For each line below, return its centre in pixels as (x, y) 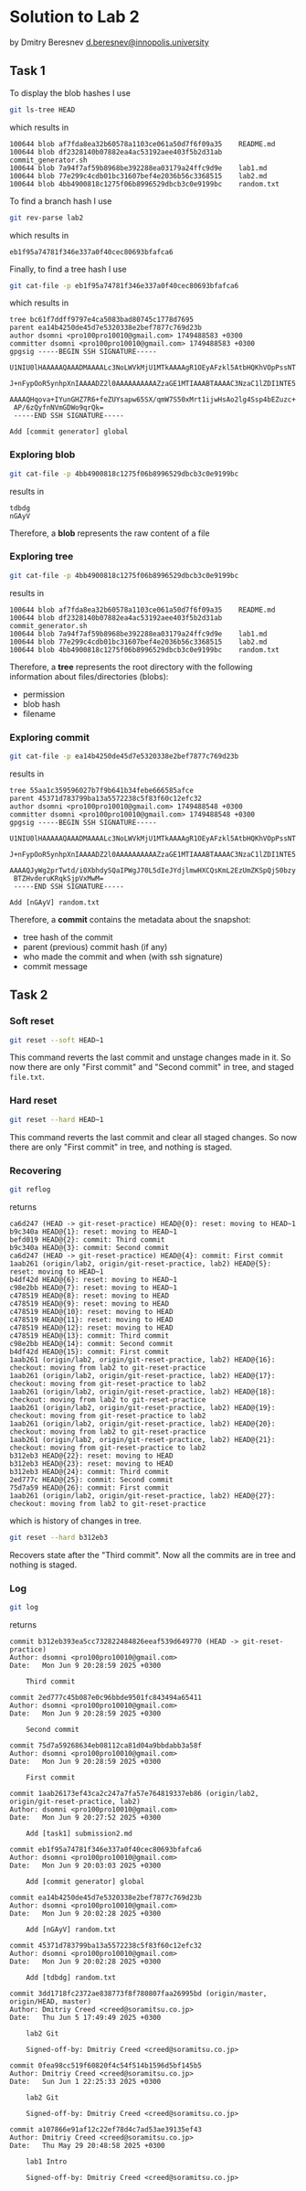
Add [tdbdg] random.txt (71, 1977)
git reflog (30, 1189)
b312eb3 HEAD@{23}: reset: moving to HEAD (91, 1464)
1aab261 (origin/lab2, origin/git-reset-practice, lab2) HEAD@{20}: (142, 1424)
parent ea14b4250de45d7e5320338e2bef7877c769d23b (106, 328)
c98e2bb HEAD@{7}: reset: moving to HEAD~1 (94, 1288)
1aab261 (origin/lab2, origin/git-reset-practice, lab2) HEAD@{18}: (142, 1392)
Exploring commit (49, 737)
